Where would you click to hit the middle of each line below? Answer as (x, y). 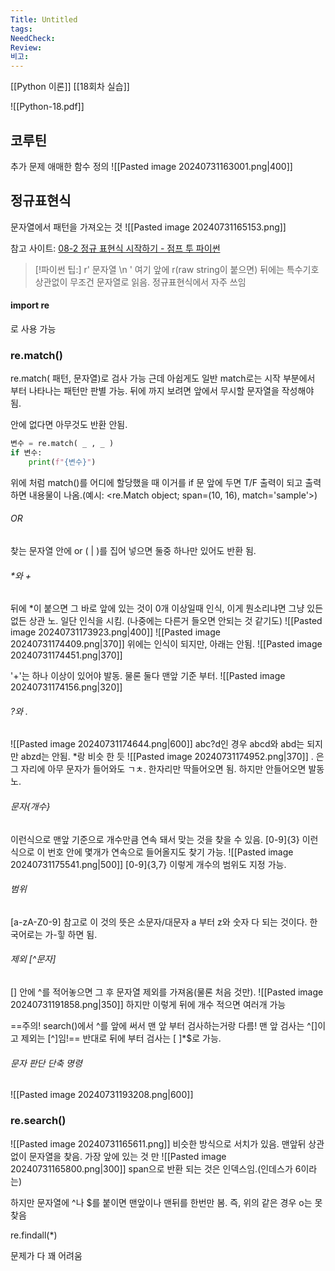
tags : (21, 29)
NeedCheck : (33, 38)
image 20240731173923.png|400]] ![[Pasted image (115, 632)
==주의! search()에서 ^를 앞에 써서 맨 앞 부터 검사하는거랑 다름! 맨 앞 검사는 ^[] (164, 1026)
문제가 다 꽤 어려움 (46, 1255)
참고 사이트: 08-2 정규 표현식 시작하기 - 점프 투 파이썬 (115, 248)
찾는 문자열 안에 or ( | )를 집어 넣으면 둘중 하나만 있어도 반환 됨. (133, 551)
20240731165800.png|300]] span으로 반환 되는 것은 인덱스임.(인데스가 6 (156, 1168)
